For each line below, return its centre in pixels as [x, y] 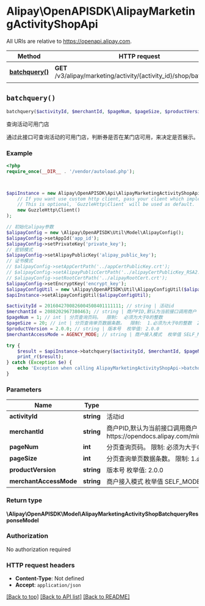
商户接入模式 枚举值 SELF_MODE [153, 482]
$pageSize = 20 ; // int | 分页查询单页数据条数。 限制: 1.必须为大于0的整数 [99, 323]
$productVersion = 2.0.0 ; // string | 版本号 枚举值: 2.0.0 [83, 329]
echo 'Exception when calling [56, 368]
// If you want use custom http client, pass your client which [101, 199]
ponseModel [23, 520]
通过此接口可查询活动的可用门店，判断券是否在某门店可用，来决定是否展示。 [103, 137]
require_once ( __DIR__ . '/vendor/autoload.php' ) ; [71, 171]
